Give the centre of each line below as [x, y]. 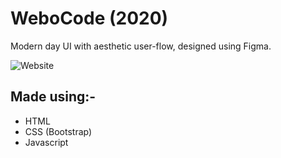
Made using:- [53, 97]
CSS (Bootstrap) [58, 131]
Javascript [46, 142]
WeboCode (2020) [89, 18]
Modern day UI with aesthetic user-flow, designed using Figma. [141, 46]
